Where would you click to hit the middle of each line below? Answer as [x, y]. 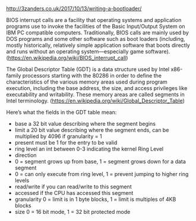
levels [22, 180]
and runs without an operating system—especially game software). [88, 52]
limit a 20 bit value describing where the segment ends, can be [92, 130]
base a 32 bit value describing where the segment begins [85, 124]
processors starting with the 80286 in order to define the [92, 76]
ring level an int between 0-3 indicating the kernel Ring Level [89, 149]
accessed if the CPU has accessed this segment [74, 193]
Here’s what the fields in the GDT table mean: [61, 112]
